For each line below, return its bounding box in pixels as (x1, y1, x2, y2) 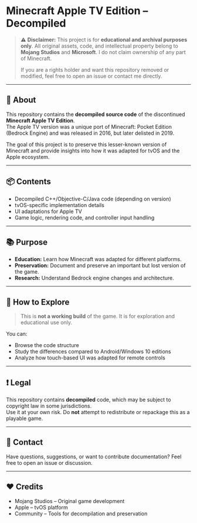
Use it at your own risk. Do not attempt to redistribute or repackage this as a (6, 409, 190, 415)
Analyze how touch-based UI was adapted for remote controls (14, 354, 165, 361)
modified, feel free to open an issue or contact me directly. (20, 72, 162, 79)
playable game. (6, 415, 43, 422)
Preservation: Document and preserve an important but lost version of (14, 262, 186, 269)
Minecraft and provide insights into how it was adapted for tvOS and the (6, 147, 180, 154)
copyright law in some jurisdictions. (6, 402, 92, 409)
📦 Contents (6, 176, 51, 186)
